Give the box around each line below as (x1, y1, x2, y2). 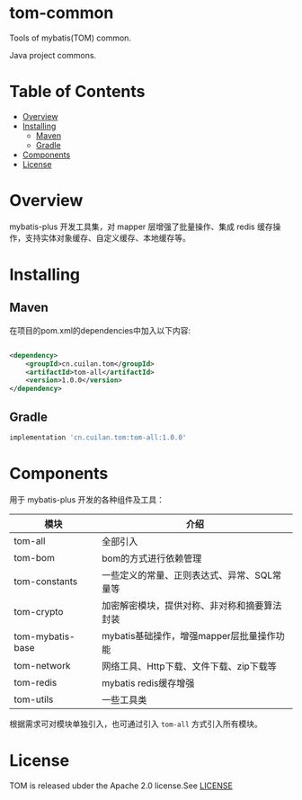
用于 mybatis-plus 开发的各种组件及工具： (9, 493, 164, 505)
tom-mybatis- (13, 630, 75, 643)
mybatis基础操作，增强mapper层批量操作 (102, 629, 276, 642)
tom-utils (13, 693, 54, 706)
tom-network (13, 659, 71, 671)
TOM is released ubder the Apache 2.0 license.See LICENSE (9, 780, 234, 791)
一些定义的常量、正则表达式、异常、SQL (102, 569, 273, 582)
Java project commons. (9, 49, 97, 60)
